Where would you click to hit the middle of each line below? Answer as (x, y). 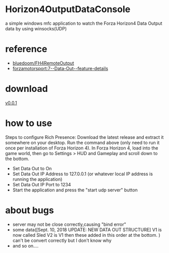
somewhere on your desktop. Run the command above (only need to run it (82, 142)
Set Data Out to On (32, 168)
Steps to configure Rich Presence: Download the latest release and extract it (84, 137)
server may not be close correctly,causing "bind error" (69, 224)
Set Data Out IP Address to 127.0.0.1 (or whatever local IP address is (82, 174)
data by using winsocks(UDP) (36, 28)
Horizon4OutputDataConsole (68, 9)
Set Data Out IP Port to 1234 (42, 184)
